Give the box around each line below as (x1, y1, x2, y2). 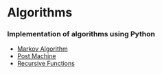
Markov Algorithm (16, 45, 69, 53)
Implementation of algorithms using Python (7, 29, 156, 39)
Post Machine (16, 52, 56, 60)
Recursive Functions (16, 60, 76, 68)
